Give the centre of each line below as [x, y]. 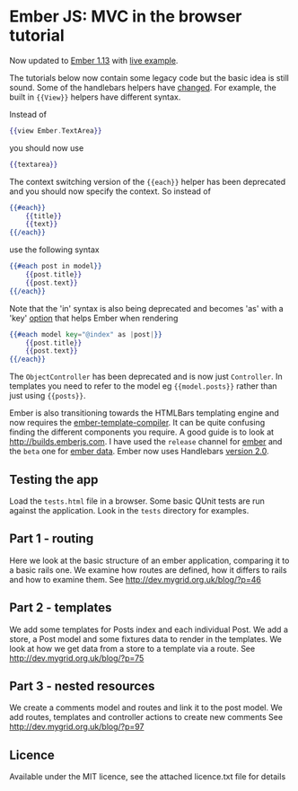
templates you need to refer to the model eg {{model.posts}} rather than [143, 386]
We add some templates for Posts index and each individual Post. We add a [149, 629]
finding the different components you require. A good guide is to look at [142, 432]
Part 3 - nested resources [82, 686]
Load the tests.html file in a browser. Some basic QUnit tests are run [137, 501]
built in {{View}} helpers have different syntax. [95, 97]
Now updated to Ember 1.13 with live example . [94, 60]
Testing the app [54, 479]
